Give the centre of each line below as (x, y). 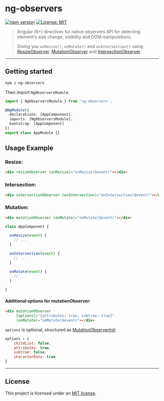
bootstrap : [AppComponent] (37, 124)
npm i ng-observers (25, 83)
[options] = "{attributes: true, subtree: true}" (65, 316)
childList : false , (32, 343)
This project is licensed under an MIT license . (51, 393)
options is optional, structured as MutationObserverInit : (61, 329)
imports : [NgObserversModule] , (41, 119)
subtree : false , (31, 352)
